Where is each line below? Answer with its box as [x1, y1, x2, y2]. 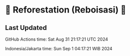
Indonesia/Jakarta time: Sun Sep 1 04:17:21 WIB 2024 [5, 46, 113, 51]
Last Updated [5, 24, 47, 32]
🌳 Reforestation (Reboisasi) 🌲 [5, 4, 127, 15]
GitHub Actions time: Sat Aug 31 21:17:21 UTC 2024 [5, 36, 108, 42]
